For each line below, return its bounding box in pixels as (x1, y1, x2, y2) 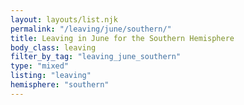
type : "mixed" (10, 61, 70, 71)
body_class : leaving (10, 42, 97, 53)
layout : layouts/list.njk (10, 14, 118, 25)
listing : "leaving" (10, 71, 92, 81)
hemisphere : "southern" (10, 80, 110, 90)
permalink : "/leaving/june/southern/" (10, 24, 172, 34)
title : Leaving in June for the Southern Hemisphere (10, 33, 235, 43)
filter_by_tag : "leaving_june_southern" (10, 52, 182, 62)
